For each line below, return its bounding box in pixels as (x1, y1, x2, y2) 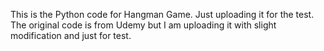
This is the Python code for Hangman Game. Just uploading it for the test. (10, 9, 315, 20)
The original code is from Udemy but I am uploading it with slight (10, 19, 277, 31)
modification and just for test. (10, 30, 132, 41)
